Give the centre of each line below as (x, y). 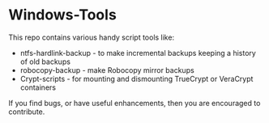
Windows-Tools (63, 15)
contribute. (27, 112)
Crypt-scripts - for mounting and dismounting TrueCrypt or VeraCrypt (137, 78)
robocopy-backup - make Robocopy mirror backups (107, 70)
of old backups (45, 61)
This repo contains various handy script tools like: (92, 37)
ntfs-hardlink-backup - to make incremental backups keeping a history (138, 53)
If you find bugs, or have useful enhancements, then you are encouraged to (134, 103)
